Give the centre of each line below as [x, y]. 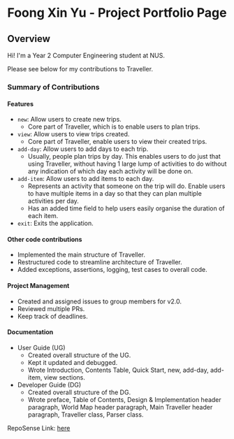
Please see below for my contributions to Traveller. [80, 69]
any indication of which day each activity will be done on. [110, 171]
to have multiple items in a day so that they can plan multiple [115, 194]
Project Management [38, 285]
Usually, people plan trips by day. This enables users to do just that [124, 157]
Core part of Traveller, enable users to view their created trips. [117, 142]
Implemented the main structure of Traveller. [81, 255]
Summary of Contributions [53, 87]
